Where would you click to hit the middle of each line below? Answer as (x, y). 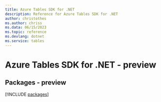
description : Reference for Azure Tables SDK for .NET (62, 14)
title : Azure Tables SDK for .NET (40, 9)
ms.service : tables (25, 41)
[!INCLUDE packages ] (27, 94)
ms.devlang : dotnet (25, 37)
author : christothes (26, 18)
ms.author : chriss (24, 23)
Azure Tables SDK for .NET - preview (81, 65)
